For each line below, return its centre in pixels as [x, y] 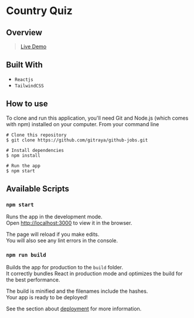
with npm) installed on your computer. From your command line [83, 124]
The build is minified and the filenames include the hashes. [77, 291]
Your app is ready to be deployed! [47, 297]
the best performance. [33, 279]
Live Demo [33, 46]
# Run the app [23, 165]
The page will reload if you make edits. [53, 234]
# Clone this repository [36, 135]
